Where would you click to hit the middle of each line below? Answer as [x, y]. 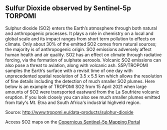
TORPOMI [21, 16]
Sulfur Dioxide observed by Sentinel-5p [68, 8]
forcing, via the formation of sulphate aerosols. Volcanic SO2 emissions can [83, 60]
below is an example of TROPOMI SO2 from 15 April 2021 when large [76, 86]
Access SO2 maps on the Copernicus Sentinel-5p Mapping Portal [73, 121]
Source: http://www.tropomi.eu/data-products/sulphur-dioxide [69, 112]
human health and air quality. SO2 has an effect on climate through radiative [83, 54]
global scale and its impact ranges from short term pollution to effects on [80, 38]
